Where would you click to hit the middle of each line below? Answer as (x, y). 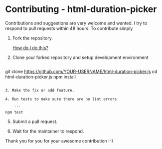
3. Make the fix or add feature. (40, 90)
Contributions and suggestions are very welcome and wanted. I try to (76, 23)
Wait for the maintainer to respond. (48, 131)
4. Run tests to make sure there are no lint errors (61, 99)
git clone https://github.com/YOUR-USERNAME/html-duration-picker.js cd (81, 71)
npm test (14, 112)
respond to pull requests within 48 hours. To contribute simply (69, 28)
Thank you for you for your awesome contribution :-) (59, 140)
